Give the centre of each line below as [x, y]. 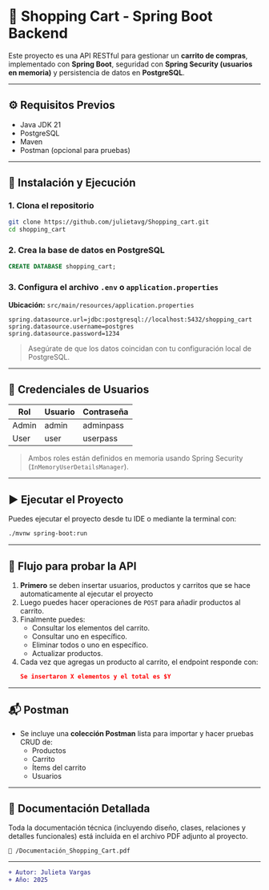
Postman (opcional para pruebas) [75, 150]
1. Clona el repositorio [51, 206]
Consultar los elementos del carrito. [91, 627]
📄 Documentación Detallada [79, 809]
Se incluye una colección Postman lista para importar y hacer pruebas [137, 733]
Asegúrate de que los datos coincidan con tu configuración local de [140, 348]
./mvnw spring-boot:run [48, 534]
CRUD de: [36, 742]
